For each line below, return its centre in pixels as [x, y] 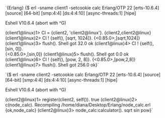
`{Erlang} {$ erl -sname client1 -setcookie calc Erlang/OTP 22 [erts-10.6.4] [82, 8]
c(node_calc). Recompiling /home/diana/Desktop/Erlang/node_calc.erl [78, 105]
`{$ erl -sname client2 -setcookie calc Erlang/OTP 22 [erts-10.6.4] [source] [83, 75]
